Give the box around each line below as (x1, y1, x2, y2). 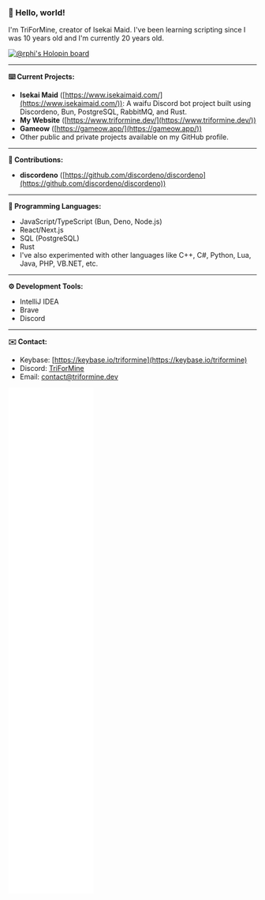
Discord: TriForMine (19, 364, 84, 373)
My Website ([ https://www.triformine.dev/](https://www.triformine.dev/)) (19, 115, 256, 125)
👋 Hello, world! (8, 7, 65, 18)
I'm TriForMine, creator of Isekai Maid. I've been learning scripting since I (8, 25, 246, 35)
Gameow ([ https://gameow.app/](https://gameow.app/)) (19, 124, 203, 134)
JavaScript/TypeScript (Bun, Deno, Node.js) (19, 217, 162, 226)
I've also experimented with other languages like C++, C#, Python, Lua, (19, 251, 252, 260)
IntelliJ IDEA (19, 297, 59, 307)
